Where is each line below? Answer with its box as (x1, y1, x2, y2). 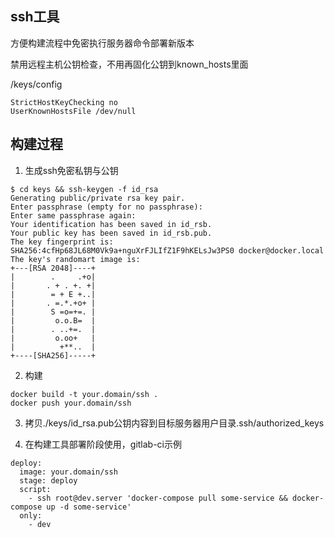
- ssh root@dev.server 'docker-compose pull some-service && (28, 493, 288, 503)
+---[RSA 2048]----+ (10, 263, 97, 273)
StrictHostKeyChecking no (10, 97, 118, 107)
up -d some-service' (46, 502, 132, 512)
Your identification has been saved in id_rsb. (10, 219, 213, 229)
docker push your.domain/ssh (10, 398, 132, 408)
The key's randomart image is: (10, 254, 141, 264)
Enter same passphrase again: (10, 210, 137, 221)
